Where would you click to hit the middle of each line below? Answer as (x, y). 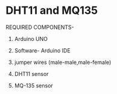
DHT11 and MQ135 (52, 11)
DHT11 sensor (31, 74)
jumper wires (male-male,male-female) (63, 62)
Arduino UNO (31, 39)
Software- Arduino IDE (42, 50)
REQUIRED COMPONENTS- (40, 27)
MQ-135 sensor (34, 86)
